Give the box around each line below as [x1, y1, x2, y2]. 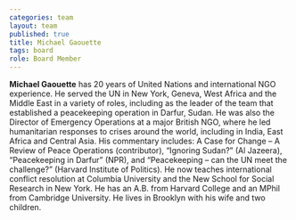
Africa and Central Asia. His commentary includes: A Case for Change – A [9, 135, 281, 146]
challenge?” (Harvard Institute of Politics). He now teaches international [9, 164, 272, 175]
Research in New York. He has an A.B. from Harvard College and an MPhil [9, 183, 281, 193]
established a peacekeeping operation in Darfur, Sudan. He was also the [9, 108, 275, 118]
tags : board [9, 46, 53, 55]
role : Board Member [9, 54, 82, 63]
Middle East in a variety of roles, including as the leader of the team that [9, 98, 274, 108]
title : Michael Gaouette [9, 37, 102, 47]
